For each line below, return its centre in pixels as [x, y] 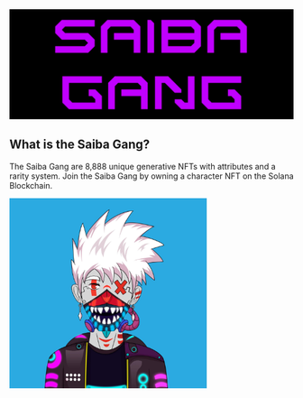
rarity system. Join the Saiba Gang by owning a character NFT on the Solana [152, 176]
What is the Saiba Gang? [80, 145]
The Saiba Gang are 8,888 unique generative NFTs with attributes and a [143, 166]
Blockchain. [31, 185]
